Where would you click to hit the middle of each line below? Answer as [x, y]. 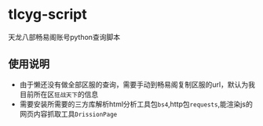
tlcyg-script [48, 14]
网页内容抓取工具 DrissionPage [68, 113]
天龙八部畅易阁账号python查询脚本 [64, 37]
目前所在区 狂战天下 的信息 [59, 94]
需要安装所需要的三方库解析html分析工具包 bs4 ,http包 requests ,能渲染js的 [136, 104]
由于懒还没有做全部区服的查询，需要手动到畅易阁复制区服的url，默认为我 [137, 85]
